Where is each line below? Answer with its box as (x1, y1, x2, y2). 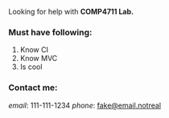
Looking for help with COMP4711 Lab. (8, 7, 134, 16)
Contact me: (8, 82, 58, 93)
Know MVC (19, 54, 58, 63)
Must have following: (8, 26, 93, 38)
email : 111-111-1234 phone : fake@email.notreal (8, 100, 162, 110)
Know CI (19, 45, 48, 55)
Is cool (19, 62, 43, 71)
